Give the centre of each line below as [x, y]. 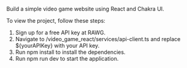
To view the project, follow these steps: [56, 21]
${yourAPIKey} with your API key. [57, 46]
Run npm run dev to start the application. [67, 59]
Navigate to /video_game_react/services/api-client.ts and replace [98, 39]
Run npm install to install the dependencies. [70, 52]
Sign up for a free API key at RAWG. [60, 32]
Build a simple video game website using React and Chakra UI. [85, 9]
